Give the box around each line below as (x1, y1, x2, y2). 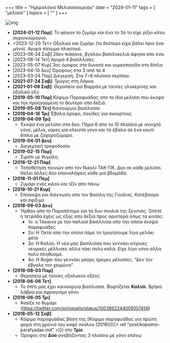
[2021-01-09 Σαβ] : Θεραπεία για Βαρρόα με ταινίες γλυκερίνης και (12, 83, 157, 90)
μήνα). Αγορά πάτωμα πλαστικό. (12, 46, 82, 51)
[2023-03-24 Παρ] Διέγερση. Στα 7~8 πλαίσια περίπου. (12, 73, 130, 78)
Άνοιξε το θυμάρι (20, 300, 57, 306)
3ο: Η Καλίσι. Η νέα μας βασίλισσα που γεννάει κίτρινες (27, 240, 148, 246)
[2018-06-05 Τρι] (12, 295, 51, 300)
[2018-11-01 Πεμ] (12, 176, 50, 181)
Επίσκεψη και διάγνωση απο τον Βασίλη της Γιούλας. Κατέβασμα (20, 192, 159, 197)
